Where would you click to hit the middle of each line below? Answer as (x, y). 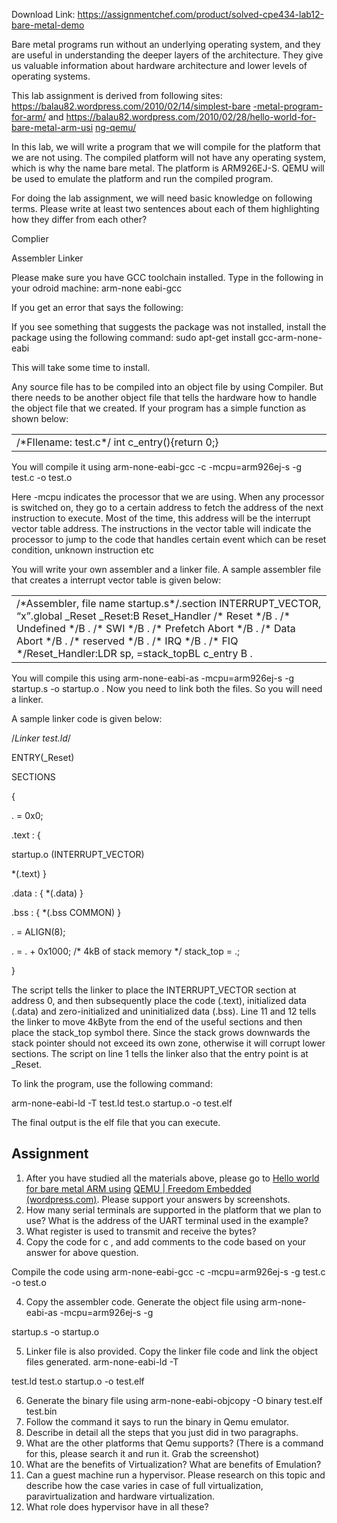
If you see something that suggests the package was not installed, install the (169, 327)
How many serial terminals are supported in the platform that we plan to (173, 1210)
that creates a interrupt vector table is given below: (116, 580)
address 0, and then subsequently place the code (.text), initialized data (159, 1000)
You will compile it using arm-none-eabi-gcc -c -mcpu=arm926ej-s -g (157, 467)
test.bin (41, 1411)
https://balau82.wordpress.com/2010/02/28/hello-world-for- (191, 117)
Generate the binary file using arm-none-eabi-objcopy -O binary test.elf (174, 1400)
